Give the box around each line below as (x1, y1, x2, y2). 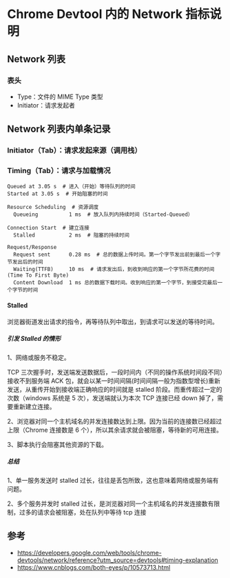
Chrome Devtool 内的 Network (7, 6, 183, 22)
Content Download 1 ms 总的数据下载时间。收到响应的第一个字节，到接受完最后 (13, 279, 218, 286)
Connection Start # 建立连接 (7, 225, 90, 232)
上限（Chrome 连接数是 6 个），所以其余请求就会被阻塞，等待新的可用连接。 (7, 426, 222, 434)
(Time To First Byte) (7, 272, 70, 279)
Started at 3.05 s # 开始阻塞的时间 (7, 190, 108, 197)
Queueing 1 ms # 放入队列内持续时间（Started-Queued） (13, 211, 194, 218)
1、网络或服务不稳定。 (7, 353, 70, 361)
